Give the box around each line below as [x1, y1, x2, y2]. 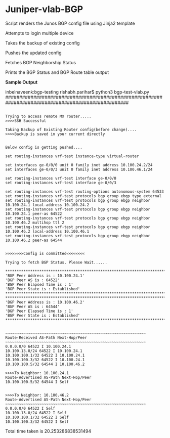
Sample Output [5, 79, 38, 85]
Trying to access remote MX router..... [5, 114, 92, 119]
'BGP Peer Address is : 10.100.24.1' [5, 273, 85, 278]
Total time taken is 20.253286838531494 [5, 428, 92, 434]
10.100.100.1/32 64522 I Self [5, 415, 69, 420]
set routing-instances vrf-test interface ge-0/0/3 [5, 180, 116, 185]
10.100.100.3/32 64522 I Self [5, 419, 69, 424]
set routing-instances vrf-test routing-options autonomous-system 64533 [5, 189, 164, 194]
